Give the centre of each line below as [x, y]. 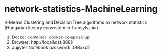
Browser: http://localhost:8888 [42, 42]
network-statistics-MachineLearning [81, 9]
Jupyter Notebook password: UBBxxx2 [51, 47]
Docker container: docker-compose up [50, 37]
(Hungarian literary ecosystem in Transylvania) [51, 27]
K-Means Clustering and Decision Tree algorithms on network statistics [76, 22]
